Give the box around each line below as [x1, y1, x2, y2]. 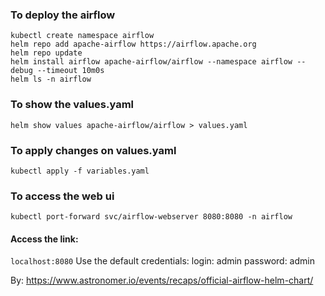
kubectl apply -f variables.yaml [10, 166, 150, 176]
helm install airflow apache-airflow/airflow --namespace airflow [10, 57, 293, 67]
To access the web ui [10, 189, 115, 203]
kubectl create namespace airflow [10, 31, 155, 41]
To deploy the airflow [10, 8, 116, 22]
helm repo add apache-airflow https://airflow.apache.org [10, 39, 257, 50]
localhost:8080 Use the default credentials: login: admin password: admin [10, 255, 315, 267]
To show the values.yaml [10, 98, 135, 112]
